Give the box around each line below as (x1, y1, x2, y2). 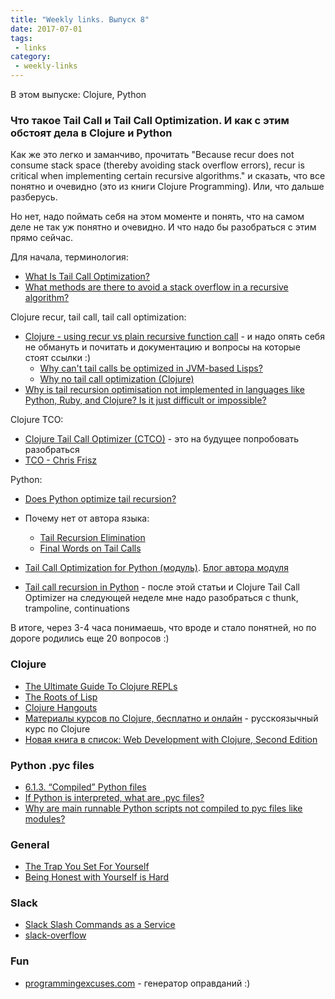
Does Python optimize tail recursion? (24, 493, 177, 505)
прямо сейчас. (10, 232, 74, 244)
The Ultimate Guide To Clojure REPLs (24, 680, 178, 692)
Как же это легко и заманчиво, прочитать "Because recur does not (10, 149, 295, 161)
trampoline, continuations (24, 602, 130, 615)
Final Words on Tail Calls (39, 542, 142, 555)
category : (10, 52, 52, 62)
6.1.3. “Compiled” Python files (24, 781, 147, 793)
